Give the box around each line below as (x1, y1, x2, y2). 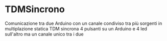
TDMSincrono (5, 4, 65, 15)
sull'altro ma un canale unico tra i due (5, 31, 84, 37)
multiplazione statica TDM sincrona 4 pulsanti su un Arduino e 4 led (5, 25, 148, 31)
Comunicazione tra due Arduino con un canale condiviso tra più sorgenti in (5, 20, 162, 26)
